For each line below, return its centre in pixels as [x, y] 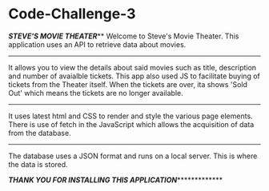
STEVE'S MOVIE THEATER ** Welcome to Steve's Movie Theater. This [124, 36]
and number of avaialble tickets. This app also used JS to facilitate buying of [134, 76]
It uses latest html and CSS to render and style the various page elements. [131, 116]
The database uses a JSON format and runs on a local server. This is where [133, 156]
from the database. [40, 133]
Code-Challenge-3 [72, 14]
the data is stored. [38, 164]
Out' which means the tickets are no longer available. [96, 93]
